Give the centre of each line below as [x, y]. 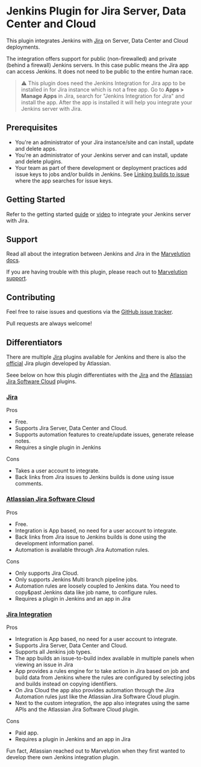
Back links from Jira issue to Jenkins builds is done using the [91, 537]
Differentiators [34, 343]
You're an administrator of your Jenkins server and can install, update [101, 155]
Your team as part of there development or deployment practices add [101, 167]
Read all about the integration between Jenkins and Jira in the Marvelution [98, 254]
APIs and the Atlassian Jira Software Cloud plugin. [77, 709]
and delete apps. [36, 148]
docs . [13, 260]
